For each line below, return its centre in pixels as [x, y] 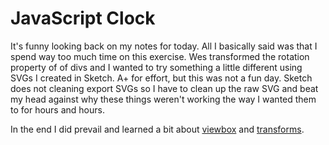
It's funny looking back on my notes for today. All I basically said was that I [164, 46]
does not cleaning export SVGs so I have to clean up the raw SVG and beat [164, 88]
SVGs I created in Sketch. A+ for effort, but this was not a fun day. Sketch [161, 78]
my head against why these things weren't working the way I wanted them [163, 99]
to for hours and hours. [57, 109]
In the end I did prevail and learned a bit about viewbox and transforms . [157, 129]
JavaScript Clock [83, 18]
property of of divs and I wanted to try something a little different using [156, 67]
